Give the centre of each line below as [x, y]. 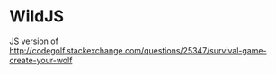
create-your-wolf [41, 60]
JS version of [34, 41]
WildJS [37, 16]
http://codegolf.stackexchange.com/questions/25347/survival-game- [138, 50]
